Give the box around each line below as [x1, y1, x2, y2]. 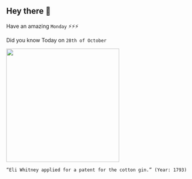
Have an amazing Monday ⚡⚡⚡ [6, 22, 79, 30]
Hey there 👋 [6, 6, 51, 16]
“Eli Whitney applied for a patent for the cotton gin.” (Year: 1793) [6, 167, 187, 173]
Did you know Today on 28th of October [6, 36, 107, 44]
